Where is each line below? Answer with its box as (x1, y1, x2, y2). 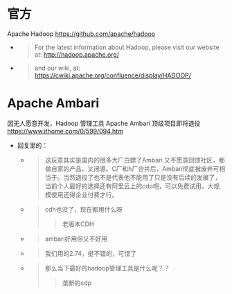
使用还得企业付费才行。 (51, 190, 118, 199)
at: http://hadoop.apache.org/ (34, 50, 120, 59)
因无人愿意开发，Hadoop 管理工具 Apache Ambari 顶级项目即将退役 (7, 119, 201, 127)
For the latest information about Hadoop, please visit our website (34, 43, 220, 51)
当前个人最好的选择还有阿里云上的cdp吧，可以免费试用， (44, 181, 208, 190)
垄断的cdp (62, 278, 92, 287)
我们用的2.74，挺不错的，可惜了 (44, 249, 136, 257)
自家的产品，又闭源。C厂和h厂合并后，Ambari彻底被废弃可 (51, 164, 220, 173)
